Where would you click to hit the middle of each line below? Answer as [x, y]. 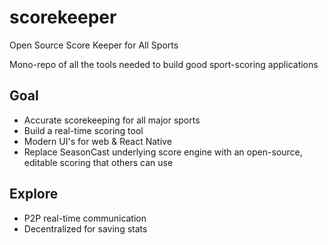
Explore [34, 194]
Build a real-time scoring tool [83, 130]
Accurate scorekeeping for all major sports [112, 120]
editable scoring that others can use [98, 162]
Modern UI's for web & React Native [97, 141]
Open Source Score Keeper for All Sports [94, 45]
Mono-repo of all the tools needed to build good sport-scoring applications [164, 64]
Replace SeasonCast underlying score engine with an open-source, [163, 152]
